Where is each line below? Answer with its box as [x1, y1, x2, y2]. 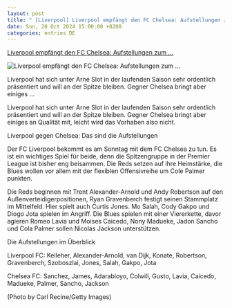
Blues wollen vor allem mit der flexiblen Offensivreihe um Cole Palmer [7, 167, 205, 175]
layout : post [7, 10, 45, 17]
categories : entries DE [7, 29, 76, 37]
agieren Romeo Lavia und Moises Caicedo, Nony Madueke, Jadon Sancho [7, 217, 218, 226]
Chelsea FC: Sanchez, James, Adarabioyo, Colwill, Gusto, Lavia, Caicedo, [7, 272, 216, 280]
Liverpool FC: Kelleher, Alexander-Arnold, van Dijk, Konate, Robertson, [7, 251, 207, 260]
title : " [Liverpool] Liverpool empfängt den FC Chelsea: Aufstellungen [7, 17, 221, 24]
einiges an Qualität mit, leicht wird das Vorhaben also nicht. [7, 118, 176, 127]
